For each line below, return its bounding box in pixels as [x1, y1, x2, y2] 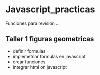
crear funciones [12, 59, 46, 65]
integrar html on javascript [12, 64, 67, 70]
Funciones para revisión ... [5, 20, 60, 26]
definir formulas [12, 48, 46, 54]
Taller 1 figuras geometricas [5, 35, 94, 43]
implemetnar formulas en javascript [12, 53, 86, 59]
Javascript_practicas [5, 4, 95, 15]
